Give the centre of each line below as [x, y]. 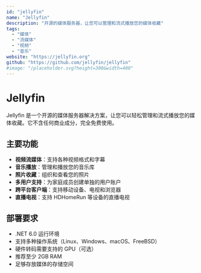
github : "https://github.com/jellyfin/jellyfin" [69, 62]
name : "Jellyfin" [28, 18]
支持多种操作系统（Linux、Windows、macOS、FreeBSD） [88, 241]
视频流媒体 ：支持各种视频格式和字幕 [60, 159]
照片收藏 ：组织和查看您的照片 [52, 175]
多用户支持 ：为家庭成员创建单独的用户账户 [68, 182]
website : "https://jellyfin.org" [48, 57]
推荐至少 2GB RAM [38, 256]
